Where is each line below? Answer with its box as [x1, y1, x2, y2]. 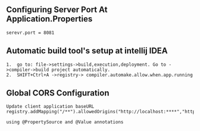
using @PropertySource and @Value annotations [6, 119, 124, 125]
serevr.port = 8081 [6, 30, 55, 36]
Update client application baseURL [6, 104, 95, 110]
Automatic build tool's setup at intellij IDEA [6, 46, 168, 56]
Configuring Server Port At [6, 5, 108, 15]
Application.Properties [6, 14, 93, 24]
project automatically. [51, 66, 111, 73]
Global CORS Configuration [6, 88, 110, 98]
